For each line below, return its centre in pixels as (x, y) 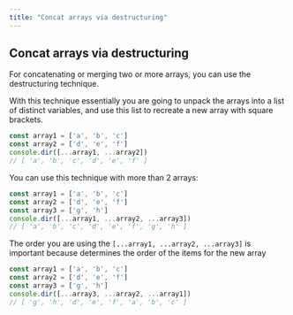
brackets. (26, 119)
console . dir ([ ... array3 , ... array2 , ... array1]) (100, 294)
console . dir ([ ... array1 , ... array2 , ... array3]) (100, 219)
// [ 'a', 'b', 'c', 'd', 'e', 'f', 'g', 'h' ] (98, 227)
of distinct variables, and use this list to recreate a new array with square (141, 111)
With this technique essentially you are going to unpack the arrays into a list (147, 101)
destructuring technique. (54, 84)
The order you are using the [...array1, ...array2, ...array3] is (130, 243)
